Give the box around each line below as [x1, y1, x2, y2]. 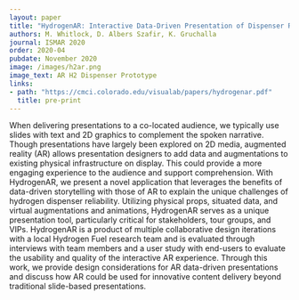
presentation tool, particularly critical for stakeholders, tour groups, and [9, 215, 271, 225]
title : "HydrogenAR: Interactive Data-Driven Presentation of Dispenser [9, 21, 285, 30]
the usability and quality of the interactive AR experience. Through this [9, 253, 268, 264]
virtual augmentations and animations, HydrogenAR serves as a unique [9, 206, 270, 216]
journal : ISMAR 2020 [9, 37, 86, 47]
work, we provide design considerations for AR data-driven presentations [9, 262, 279, 272]
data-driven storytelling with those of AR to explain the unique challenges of [9, 186, 289, 197]
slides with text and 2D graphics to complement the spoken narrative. [9, 130, 264, 141]
